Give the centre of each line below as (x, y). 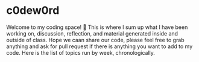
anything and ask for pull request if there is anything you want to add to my (99, 46)
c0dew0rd (33, 11)
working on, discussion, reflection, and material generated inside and (92, 33)
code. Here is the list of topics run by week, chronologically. (81, 52)
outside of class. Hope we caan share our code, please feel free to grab (96, 40)
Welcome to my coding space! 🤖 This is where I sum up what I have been (97, 27)
